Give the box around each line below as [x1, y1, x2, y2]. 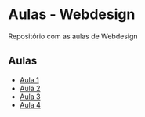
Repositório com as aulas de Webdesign [8, 31, 139, 41]
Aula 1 [19, 75, 39, 84]
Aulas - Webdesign [8, 5, 136, 24]
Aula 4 [19, 100, 41, 109]
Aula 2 [19, 83, 41, 93]
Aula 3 [19, 92, 41, 101]
